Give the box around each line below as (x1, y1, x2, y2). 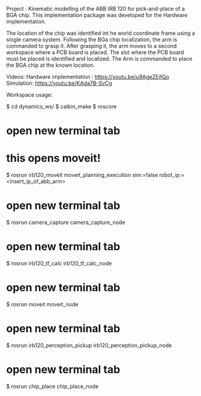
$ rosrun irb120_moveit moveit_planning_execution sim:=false (6, 172, 158, 179)
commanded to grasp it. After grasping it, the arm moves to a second (6, 42, 177, 49)
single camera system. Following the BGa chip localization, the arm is (6, 36, 178, 43)
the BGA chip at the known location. (6, 61, 95, 69)
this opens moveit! (6, 152, 101, 165)
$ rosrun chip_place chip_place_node (6, 382, 99, 390)
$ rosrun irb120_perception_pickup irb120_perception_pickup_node (6, 341, 172, 348)
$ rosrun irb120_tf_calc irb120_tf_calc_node (6, 260, 112, 267)
